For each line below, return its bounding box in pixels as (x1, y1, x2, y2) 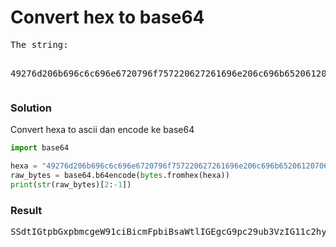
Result (10, 203, 43, 217)
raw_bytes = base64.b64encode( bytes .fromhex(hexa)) (10, 170, 230, 180)
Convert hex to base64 (10, 6, 205, 29)
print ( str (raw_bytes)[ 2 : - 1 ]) (10, 179, 132, 190)
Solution (10, 101, 53, 115)
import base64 (10, 143, 70, 153)
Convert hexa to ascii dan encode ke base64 (10, 124, 195, 136)
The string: (10, 39, 69, 50)
